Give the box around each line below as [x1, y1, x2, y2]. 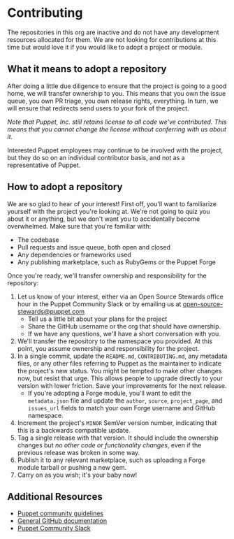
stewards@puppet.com [17, 307, 85, 315]
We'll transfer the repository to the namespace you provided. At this [17, 337, 213, 345]
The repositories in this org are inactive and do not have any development [7, 28, 219, 36]
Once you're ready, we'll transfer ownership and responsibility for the [7, 271, 207, 280]
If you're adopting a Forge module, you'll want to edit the [27, 389, 191, 397]
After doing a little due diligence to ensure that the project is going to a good [7, 82, 227, 90]
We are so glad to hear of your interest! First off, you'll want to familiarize [7, 199, 217, 208]
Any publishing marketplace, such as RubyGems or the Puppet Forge [17, 257, 217, 266]
